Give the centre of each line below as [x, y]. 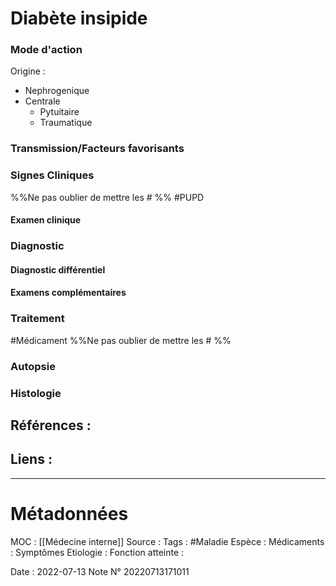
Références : [51, 425]
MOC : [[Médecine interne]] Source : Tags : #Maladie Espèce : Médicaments [167, 541]
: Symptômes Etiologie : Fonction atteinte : [97, 552]
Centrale [42, 101]
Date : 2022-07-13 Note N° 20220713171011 [100, 571]
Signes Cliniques [52, 175]
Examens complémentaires [68, 293]
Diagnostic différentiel [58, 269]
